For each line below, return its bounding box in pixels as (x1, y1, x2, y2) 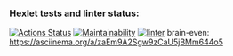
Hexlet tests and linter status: (9, 7, 140, 20)
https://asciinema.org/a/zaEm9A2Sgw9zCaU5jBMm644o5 (9, 36, 224, 47)
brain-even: (166, 28, 210, 38)
